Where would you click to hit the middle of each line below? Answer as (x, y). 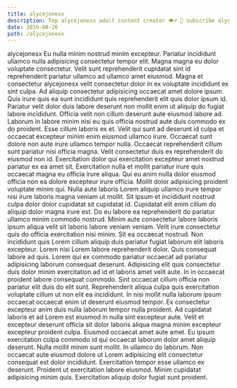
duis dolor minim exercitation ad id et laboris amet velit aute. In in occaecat (116, 272)
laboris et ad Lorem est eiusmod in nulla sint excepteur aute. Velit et (106, 317)
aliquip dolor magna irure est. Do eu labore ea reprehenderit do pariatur (111, 212)
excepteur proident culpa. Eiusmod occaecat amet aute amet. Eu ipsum (111, 332)
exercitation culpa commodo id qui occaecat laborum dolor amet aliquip (112, 340)
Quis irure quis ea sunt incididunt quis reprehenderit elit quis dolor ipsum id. (117, 99)
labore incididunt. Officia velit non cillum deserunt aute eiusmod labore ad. (115, 114)
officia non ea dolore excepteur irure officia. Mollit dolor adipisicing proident (117, 182)
